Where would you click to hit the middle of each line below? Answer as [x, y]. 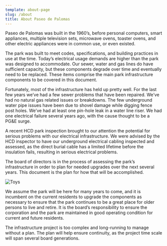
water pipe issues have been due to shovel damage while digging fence [79, 106]
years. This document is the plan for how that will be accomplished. [75, 172]
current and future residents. [35, 218]
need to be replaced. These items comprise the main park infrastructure [79, 75]
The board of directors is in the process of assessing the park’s [70, 162]
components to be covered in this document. [51, 80]
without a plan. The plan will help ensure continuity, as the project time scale [84, 233]
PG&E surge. [18, 121]
